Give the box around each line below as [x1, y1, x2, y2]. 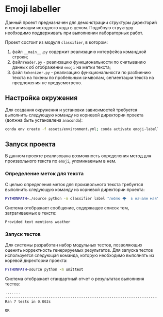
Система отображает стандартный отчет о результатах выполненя [5, 276, 145, 281]
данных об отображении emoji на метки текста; [12, 64, 111, 70]
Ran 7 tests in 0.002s [5, 299, 51, 304]
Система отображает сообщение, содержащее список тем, [5, 205, 130, 210]
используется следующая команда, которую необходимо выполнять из [5, 252, 154, 258]
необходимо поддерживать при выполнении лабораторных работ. [5, 30, 144, 36]
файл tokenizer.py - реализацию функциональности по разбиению [12, 69, 151, 75]
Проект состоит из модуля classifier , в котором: [5, 39, 108, 45]
